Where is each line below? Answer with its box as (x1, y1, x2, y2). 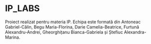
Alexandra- (124, 29, 147, 35)
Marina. (5, 34, 20, 40)
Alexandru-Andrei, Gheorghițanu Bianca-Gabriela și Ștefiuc (5, 29, 123, 35)
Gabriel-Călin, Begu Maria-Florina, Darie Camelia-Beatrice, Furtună (5, 24, 139, 29)
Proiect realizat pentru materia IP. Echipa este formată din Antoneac (5, 19, 141, 25)
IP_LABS (5, 3, 40, 14)
